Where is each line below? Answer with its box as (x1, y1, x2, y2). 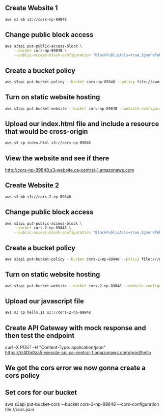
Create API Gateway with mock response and (5, 324, 146, 332)
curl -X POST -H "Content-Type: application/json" (5, 344, 106, 350)
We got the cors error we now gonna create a (5, 364, 146, 372)
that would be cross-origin (5, 127, 88, 136)
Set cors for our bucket (5, 388, 77, 396)
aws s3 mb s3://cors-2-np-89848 (5, 194, 71, 199)
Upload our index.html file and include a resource (5, 119, 159, 128)
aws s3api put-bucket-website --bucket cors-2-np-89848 (5, 283, 122, 288)
